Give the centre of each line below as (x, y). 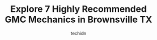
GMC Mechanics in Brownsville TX (78, 20)
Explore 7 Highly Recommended (78, 9)
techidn (78, 33)
